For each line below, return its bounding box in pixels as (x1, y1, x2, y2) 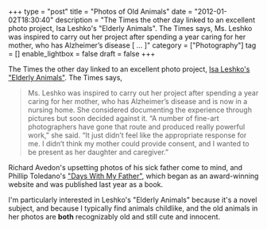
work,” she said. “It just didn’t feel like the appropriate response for (27, 130, 247, 140)
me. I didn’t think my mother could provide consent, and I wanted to (27, 139, 250, 148)
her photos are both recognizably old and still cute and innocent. (8, 212, 221, 221)
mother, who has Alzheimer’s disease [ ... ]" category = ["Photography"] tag (8, 41, 257, 50)
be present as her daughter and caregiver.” (27, 147, 169, 157)
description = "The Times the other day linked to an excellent (55, 15, 256, 25)
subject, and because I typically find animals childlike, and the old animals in (8, 204, 258, 213)
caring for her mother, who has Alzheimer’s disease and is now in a (27, 97, 248, 106)
